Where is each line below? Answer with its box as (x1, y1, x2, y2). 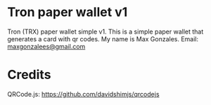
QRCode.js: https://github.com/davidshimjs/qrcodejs (7, 90, 160, 98)
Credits (7, 67, 51, 83)
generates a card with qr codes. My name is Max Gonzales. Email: (7, 34, 199, 43)
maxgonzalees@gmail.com (7, 42, 86, 50)
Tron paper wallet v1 (7, 4, 128, 20)
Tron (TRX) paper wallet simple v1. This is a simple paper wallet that (7, 27, 204, 36)
